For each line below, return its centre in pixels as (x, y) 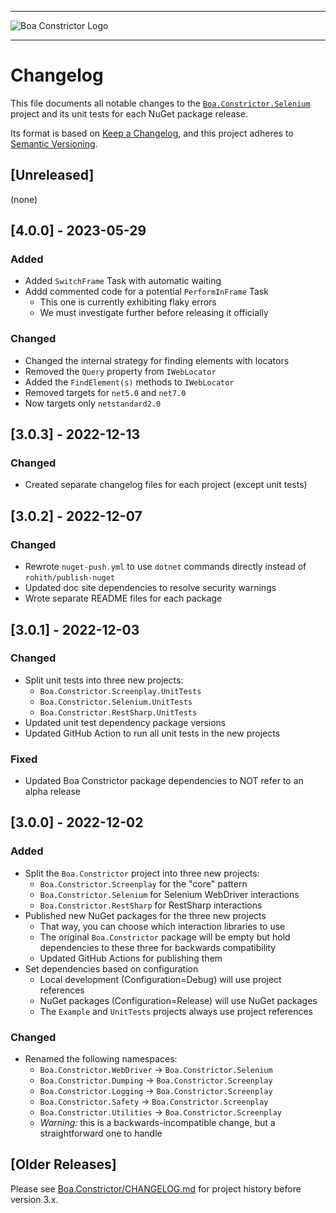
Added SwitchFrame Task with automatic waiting (123, 281)
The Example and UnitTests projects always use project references (176, 1011)
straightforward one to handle (101, 1133)
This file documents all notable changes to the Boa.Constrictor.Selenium (160, 103)
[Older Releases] (63, 1164)
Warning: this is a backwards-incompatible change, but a (157, 1123)
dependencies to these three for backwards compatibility (158, 947)
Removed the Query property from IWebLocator (120, 371)
